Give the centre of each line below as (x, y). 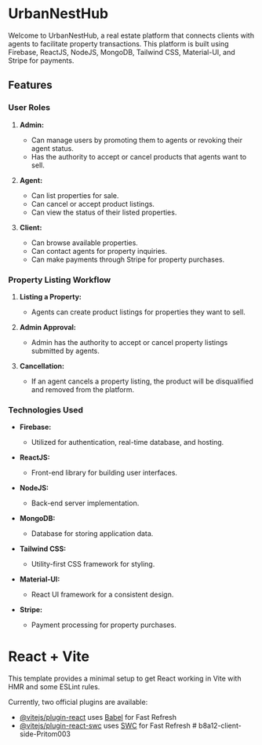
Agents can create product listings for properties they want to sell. (138, 312)
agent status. (53, 148)
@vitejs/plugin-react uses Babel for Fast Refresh (98, 717)
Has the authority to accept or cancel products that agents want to (139, 156)
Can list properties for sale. (75, 195)
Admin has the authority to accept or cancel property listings (129, 342)
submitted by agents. (65, 350)
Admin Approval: (48, 327)
